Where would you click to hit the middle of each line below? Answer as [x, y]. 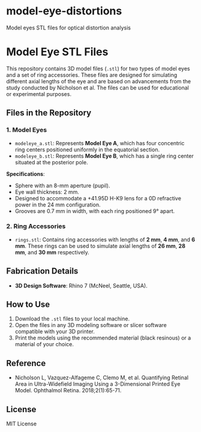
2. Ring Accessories [36, 226]
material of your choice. [44, 344]
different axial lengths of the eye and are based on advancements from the [99, 81]
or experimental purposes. [39, 94]
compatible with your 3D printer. [55, 332]
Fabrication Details [42, 271]
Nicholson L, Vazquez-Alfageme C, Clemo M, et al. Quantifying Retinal [102, 378]
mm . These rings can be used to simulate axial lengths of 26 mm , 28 [100, 246]
